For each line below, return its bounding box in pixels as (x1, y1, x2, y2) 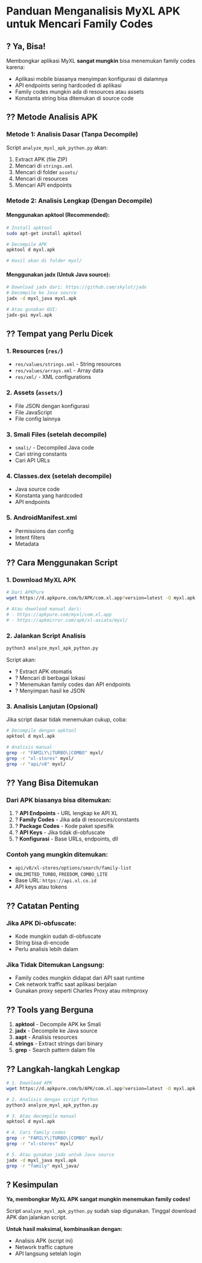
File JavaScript (14, 409, 52, 416)
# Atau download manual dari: (6, 606, 83, 612)
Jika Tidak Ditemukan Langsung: (6, 961, 104, 969)
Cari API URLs (14, 457, 50, 464)
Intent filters (14, 534, 45, 541)
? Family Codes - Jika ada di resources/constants (14, 816, 140, 823)
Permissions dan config (14, 527, 74, 534)
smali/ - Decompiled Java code (14, 444, 95, 451)
